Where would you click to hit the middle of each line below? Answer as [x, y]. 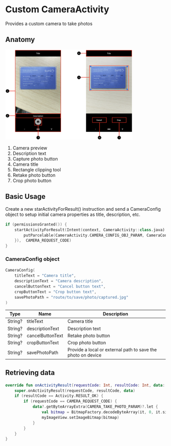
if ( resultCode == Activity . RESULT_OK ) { [59, 396]
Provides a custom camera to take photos [49, 24]
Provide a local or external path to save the [112, 350]
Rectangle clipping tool [37, 169]
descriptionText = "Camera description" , [59, 281]
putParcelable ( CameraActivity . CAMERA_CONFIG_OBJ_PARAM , [84, 235]
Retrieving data [30, 373]
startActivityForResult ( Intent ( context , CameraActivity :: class [83, 230]
